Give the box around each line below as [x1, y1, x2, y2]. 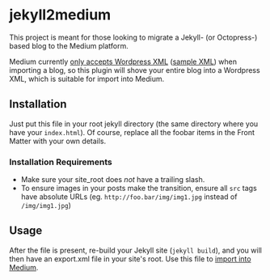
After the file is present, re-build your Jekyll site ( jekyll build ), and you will [9, 245, 262, 255]
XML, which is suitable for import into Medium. [9, 74, 165, 83]
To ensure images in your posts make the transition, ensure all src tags [20, 184, 257, 193]
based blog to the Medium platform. [9, 40, 129, 50]
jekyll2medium [9, 6, 112, 24]
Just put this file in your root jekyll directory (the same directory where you [9, 119, 259, 129]
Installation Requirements [9, 156, 112, 168]
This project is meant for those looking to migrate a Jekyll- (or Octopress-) [9, 32, 258, 42]
